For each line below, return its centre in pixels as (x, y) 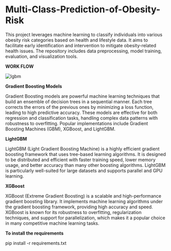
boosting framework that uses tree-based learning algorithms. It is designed (86, 154)
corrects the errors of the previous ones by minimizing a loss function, (79, 107)
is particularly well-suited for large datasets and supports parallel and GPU (84, 170)
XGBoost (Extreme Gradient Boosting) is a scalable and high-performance (83, 196)
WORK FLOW (20, 66)
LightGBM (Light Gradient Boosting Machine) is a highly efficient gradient (82, 149)
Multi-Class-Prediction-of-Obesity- (83, 9)
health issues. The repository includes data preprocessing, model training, (84, 51)
